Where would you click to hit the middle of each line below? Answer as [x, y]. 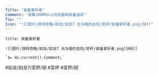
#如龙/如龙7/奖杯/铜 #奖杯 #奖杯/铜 [42, 68]
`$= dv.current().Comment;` [35, 58]
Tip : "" [13, 19]
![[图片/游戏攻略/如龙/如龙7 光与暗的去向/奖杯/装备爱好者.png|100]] [71, 49]
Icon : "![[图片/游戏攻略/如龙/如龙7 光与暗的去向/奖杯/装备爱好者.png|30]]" [79, 24]
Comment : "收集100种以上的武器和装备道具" [46, 15]
